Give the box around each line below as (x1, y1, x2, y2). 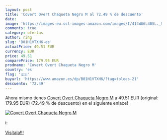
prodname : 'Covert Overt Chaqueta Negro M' (5, 63, 97, 68)
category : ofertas (5, 30, 43, 35)
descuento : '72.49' (5, 81, 46, 86)
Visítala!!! (5, 130, 24, 136)
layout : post (5, 7, 32, 12)
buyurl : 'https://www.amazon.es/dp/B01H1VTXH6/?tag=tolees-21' (5, 76, 139, 81)
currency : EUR (5, 49, 35, 54)
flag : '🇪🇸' (5, 72, 30, 77)
